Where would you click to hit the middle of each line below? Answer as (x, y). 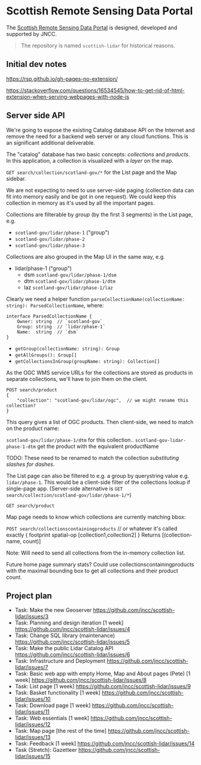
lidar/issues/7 (31, 668)
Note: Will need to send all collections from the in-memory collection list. (96, 553)
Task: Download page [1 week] (53, 705)
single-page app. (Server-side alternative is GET (65, 488)
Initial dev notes (36, 64)
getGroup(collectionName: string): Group (67, 349)
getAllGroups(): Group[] (46, 355)
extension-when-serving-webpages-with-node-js (68, 96)
